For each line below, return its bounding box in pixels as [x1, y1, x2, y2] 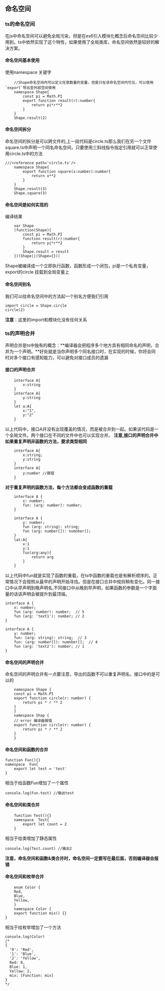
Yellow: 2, [9, 968, 32, 974]
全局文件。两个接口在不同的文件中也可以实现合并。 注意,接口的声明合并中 [9, 432, 159, 438]
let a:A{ [14, 404, 32, 409]
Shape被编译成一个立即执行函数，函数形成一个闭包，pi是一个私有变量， [5, 263, 151, 269]
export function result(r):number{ [23, 98, 96, 103]
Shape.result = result [23, 249, 69, 254]
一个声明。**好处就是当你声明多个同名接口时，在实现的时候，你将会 [13, 348, 152, 354]
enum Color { [14, 885, 41, 890]
